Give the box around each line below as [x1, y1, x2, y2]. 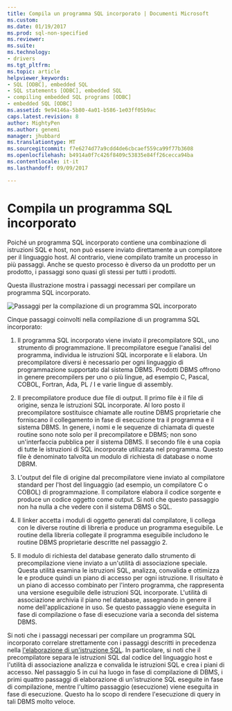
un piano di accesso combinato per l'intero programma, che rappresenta [17, 581, 224, 589]
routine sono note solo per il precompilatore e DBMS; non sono [17, 430, 197, 438]
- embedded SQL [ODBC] [7, 100, 73, 107]
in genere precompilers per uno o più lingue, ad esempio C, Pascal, [17, 372, 210, 381]
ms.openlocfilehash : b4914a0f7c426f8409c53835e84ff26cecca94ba [7, 152, 194, 159]
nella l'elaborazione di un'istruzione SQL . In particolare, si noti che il [7, 645, 201, 654]
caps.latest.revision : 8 [7, 113, 79, 120]
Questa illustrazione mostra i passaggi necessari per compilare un [7, 281, 196, 289]
